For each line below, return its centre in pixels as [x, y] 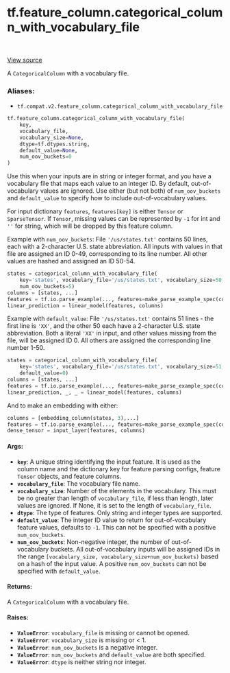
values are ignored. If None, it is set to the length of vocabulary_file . [114, 505]
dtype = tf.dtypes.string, [55, 144]
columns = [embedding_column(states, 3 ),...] [73, 418]
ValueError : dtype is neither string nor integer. [81, 662]
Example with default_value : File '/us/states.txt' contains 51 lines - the [111, 319]
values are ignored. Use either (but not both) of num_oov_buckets [130, 191]
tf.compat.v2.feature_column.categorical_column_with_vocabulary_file [120, 107]
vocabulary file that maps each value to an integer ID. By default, [98, 184]
